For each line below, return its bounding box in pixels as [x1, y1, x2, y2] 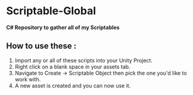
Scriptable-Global [6, 4, 96, 18]
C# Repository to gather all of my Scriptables [6, 24, 120, 31]
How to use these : [6, 41, 77, 51]
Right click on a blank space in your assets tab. [14, 63, 130, 70]
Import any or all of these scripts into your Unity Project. [14, 56, 153, 64]
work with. [14, 75, 41, 83]
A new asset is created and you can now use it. [14, 82, 131, 89]
